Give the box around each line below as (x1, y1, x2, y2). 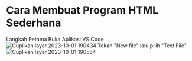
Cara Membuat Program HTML (6, 4, 159, 17)
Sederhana (6, 16, 61, 30)
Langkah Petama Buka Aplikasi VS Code (6, 36, 105, 43)
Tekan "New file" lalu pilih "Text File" (97, 42, 187, 49)
